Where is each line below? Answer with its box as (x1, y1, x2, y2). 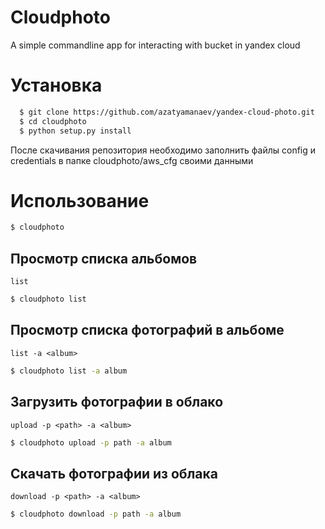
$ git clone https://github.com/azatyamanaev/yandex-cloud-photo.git (19, 107, 315, 117)
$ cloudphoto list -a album (10, 366, 128, 376)
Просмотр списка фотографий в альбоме (10, 322, 285, 339)
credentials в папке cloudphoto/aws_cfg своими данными (10, 154, 254, 166)
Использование (10, 189, 150, 212)
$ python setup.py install (19, 126, 132, 136)
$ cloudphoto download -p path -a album (10, 509, 182, 520)
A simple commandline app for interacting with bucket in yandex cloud (10, 39, 301, 51)
